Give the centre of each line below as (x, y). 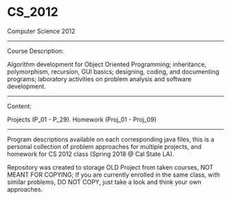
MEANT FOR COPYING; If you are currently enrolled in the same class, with (113, 174)
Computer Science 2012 (41, 31)
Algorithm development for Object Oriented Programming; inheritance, (107, 64)
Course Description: (35, 51)
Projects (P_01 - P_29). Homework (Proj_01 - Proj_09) (82, 119)
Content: (20, 106)
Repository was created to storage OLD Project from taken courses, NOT (110, 167)
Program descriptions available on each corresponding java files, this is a (111, 139)
